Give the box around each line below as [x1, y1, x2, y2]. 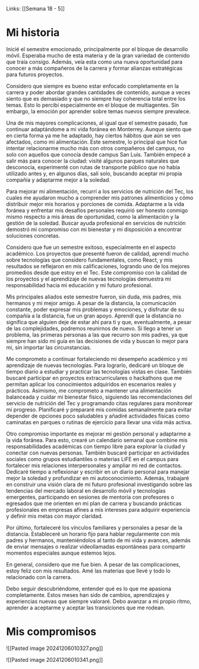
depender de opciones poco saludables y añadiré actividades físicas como [6, 412, 190, 419]
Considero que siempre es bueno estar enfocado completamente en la [6, 82, 179, 89]
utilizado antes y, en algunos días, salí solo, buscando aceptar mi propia [6, 170, 182, 177]
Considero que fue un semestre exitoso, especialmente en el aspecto [6, 244, 176, 251]
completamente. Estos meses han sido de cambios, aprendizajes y [6, 591, 169, 598]
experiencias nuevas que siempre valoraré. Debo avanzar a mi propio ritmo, [6, 598, 192, 605]
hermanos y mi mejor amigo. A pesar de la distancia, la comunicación [6, 299, 176, 306]
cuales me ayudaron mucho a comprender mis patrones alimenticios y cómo [6, 194, 194, 201]
